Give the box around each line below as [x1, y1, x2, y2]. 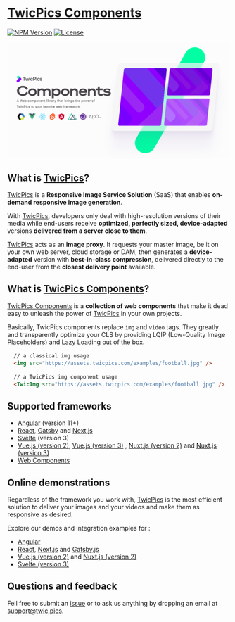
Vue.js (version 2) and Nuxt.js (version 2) [17, 552, 137, 561]
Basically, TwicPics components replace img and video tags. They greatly [7, 322, 220, 331]
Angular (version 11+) [17, 419, 80, 427]
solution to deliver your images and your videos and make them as [7, 503, 200, 511]
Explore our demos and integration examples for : [7, 524, 151, 532]
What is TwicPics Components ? [7, 283, 150, 295]
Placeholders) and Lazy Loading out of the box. [7, 338, 145, 346]
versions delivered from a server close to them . [7, 227, 148, 235]
